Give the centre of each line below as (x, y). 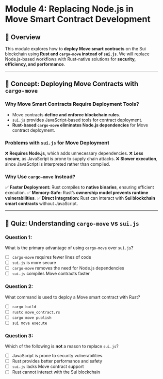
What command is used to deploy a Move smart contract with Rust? (73, 297)
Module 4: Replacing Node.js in (69, 9)
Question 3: (19, 335)
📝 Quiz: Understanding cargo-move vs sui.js (72, 223)
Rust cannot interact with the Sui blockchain (56, 372)
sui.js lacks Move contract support (48, 366)
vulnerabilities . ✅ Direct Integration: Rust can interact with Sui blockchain (80, 198)
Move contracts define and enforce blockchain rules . (66, 114)
